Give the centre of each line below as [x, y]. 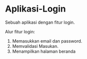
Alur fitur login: [20, 31]
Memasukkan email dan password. [47, 41]
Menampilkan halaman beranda [44, 51]
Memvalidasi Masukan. [35, 46]
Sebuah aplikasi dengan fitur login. [40, 22]
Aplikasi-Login [35, 9]
